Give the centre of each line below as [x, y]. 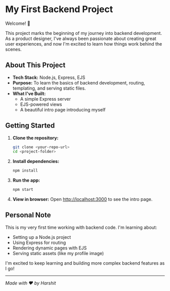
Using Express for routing [39, 242]
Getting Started [30, 126]
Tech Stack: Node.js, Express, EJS [49, 77]
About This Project [35, 65]
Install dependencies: [36, 161]
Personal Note [28, 215]
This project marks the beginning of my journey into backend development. [84, 33]
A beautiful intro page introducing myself [63, 109]
